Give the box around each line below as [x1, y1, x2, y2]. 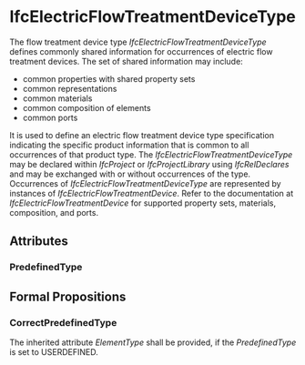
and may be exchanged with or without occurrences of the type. [9, 168, 251, 179]
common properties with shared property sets [22, 73, 196, 84]
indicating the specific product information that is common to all [9, 139, 249, 150]
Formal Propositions [9, 289, 127, 304]
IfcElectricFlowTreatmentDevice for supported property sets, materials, [9, 198, 276, 208]
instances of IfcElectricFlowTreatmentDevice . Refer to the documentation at [9, 188, 294, 198]
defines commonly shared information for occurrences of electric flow [9, 46, 273, 56]
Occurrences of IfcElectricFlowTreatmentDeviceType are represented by [9, 177, 281, 188]
